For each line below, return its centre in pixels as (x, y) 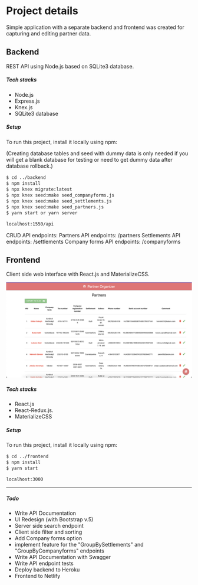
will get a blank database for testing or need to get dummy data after (89, 159)
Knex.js (24, 107)
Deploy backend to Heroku (47, 570)
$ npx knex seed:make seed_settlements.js (59, 201)
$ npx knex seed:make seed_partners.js (55, 207)
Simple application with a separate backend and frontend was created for (95, 27)
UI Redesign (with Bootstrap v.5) (54, 519)
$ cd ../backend (26, 177)
